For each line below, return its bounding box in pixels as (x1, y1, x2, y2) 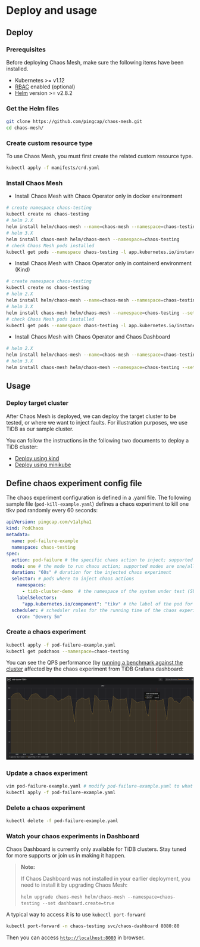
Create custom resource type (6, 139, 93, 147)
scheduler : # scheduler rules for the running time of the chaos (11, 607, 177, 613)
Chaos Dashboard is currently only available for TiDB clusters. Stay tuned (6, 845, 186, 853)
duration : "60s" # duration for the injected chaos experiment (11, 570, 171, 576)
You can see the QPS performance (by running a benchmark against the (6, 659, 183, 666)
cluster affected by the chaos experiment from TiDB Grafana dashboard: (6, 665, 184, 672)
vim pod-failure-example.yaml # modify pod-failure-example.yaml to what (6, 783, 193, 789)
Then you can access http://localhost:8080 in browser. (6, 934, 145, 941)
